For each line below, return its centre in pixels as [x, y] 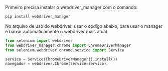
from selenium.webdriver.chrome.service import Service [65, 50]
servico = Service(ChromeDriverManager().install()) [61, 59]
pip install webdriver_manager [38, 17]
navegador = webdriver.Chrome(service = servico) [56, 64]
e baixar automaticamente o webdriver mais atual [56, 31]
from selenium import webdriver [39, 41]
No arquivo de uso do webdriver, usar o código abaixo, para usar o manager [84, 26]
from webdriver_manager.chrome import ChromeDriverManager [68, 45]
